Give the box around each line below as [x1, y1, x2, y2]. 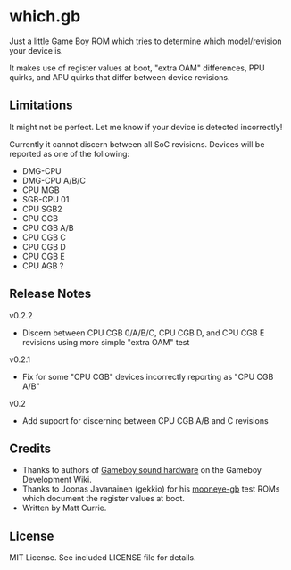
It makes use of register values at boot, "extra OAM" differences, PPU [9, 62, 265, 73]
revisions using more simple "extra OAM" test [21, 336, 190, 347]
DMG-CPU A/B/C [21, 175, 87, 186]
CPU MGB [21, 185, 60, 195]
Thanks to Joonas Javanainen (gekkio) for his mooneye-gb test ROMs [21, 483, 280, 494]
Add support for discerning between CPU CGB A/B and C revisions [21, 415, 270, 425]
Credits [9, 441, 52, 456]
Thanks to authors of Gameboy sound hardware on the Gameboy [21, 465, 262, 475]
